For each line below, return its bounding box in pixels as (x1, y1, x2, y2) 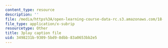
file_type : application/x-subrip (5, 21, 75, 26)
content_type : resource (5, 7, 55, 12)
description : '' (5, 12, 39, 17)
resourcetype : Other (5, 26, 48, 31)
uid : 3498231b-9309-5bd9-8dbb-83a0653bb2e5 (5, 35, 97, 40)
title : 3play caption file (5, 30, 61, 35)
